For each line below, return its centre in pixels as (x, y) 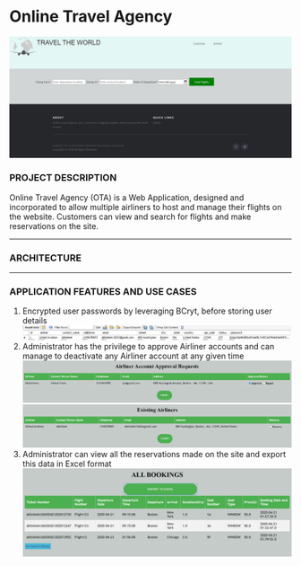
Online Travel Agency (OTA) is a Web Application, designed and (127, 197)
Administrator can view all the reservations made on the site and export (154, 455)
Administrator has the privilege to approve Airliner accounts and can (148, 347)
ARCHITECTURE (46, 258)
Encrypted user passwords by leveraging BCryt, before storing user (147, 311)
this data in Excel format (67, 464)
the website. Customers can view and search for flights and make (130, 217)
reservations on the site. (54, 226)
